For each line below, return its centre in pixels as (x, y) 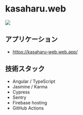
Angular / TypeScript (34, 81)
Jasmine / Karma (30, 86)
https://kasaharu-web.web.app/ (45, 52)
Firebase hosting (30, 102)
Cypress (21, 92)
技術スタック (25, 69)
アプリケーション (31, 39)
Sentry (19, 97)
